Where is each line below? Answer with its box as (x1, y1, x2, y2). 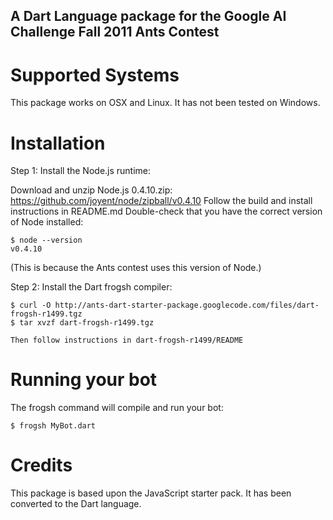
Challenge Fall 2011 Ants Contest (10, 24, 220, 41)
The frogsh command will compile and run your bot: (10, 402, 224, 414)
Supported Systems (10, 64, 180, 86)
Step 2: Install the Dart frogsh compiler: (10, 281, 173, 293)
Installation (10, 132, 106, 154)
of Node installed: (10, 216, 84, 228)
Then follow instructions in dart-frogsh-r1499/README (10, 335, 244, 346)
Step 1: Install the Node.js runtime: (10, 165, 152, 177)
